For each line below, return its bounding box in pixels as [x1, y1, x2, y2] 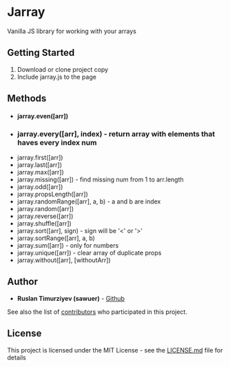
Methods [7, 92, 47, 104]
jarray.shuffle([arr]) [17, 219, 72, 228]
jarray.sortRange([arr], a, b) [17, 234, 95, 242]
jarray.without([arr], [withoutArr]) [17, 256, 112, 264]
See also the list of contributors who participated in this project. [7, 308, 188, 316]
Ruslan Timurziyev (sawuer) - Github [17, 294, 125, 302]
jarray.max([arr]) [17, 168, 64, 177]
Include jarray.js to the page [17, 72, 96, 81]
